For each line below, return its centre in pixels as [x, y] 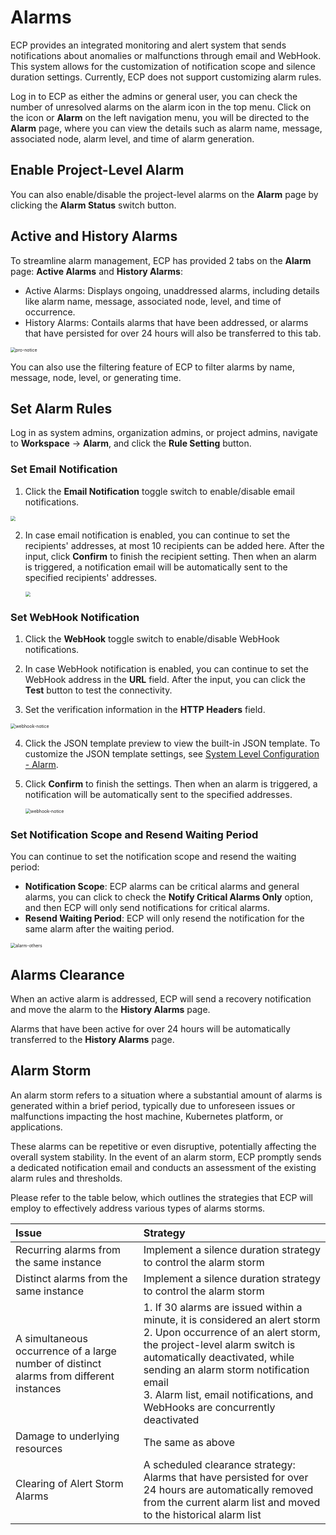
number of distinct [58, 1363]
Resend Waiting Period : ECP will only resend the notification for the [164, 918]
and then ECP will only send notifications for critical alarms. [147, 908]
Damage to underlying [67, 1436]
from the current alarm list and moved [232, 1502]
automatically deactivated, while [219, 1357]
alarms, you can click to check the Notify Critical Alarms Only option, [169, 897]
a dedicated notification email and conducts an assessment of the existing [163, 1167]
